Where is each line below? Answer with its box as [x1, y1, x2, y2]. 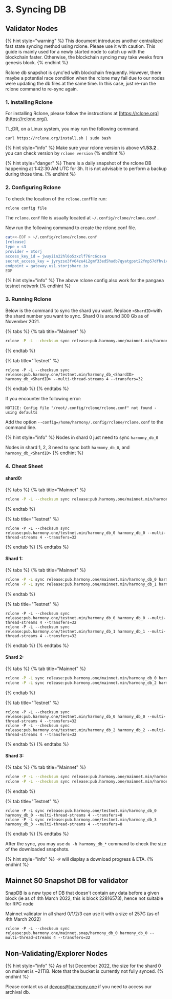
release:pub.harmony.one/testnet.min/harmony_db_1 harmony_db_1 [5, 628, 145, 634]
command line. [5, 424, 37, 430]
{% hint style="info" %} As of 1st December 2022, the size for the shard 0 [5, 963, 161, 969]
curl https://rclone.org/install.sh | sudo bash [5, 136, 111, 141]
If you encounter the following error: [5, 395, 82, 401]
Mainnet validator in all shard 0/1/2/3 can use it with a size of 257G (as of [5, 911, 160, 917]
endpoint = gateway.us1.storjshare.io [5, 263, 88, 268]
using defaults [5, 410, 38, 415]
